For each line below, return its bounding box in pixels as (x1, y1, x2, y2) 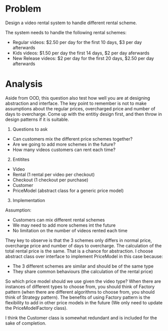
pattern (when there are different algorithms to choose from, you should (5, 289, 155, 295)
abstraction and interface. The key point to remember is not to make (5, 100, 147, 106)
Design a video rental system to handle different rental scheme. (5, 20, 137, 26)
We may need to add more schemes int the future (12, 222, 116, 228)
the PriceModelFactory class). (5, 305, 68, 311)
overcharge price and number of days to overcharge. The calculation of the (5, 242, 162, 248)
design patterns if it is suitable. (5, 116, 70, 122)
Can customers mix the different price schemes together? (12, 136, 133, 142)
